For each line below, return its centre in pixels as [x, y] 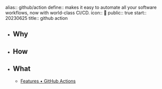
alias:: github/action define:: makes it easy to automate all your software [81, 7]
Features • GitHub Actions [48, 81]
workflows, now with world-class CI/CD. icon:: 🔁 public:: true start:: [76, 13]
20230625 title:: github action [37, 18]
